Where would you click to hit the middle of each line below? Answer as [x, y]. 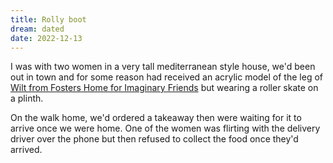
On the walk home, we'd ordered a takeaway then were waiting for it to [156, 118]
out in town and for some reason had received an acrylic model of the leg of [166, 77]
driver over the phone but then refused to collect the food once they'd [154, 139]
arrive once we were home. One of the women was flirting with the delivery [165, 128]
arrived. [26, 150]
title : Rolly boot [48, 19]
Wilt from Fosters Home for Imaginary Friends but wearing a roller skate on [164, 88]
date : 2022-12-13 [46, 38]
